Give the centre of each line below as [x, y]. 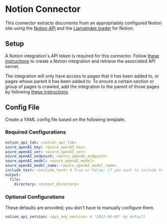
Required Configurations [36, 132]
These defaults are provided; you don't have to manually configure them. [80, 208]
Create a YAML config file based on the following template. [65, 119]
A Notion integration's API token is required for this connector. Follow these [82, 56]
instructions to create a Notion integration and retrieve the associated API [80, 61]
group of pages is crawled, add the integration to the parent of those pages [83, 86]
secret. [12, 66]
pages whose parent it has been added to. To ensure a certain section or [80, 81]
